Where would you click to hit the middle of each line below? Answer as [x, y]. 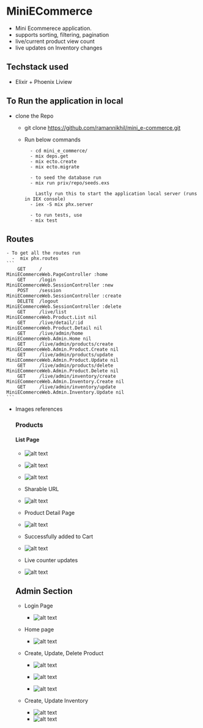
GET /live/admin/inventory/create [67, 377]
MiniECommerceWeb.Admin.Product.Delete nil [63, 371]
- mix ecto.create [53, 161]
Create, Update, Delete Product [64, 653]
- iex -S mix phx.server [61, 204]
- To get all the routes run [43, 253]
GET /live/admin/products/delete [65, 366]
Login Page [39, 606]
